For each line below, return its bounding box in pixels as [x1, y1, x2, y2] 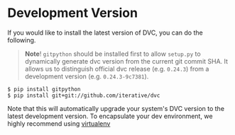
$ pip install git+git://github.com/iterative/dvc [7, 92, 160, 99]
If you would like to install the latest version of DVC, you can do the [7, 28, 204, 37]
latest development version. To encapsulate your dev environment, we [7, 112, 213, 120]
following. [7, 35, 36, 44]
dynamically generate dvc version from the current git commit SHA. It [24, 57, 229, 65]
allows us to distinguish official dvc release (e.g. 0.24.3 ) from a [24, 64, 209, 73]
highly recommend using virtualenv [7, 119, 111, 128]
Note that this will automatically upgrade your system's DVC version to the [7, 104, 225, 112]
